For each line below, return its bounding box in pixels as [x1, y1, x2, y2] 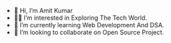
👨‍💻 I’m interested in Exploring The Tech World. [13, 14, 147, 22]
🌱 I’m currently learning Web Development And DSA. [13, 21, 165, 29]
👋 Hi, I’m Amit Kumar [13, 7, 73, 14]
